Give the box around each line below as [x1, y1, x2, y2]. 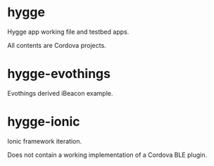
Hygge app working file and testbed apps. [7, 27, 130, 36]
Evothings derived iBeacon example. [7, 89, 113, 97]
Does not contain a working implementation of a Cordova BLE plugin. [7, 151, 208, 159]
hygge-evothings [7, 66, 111, 82]
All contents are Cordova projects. [7, 41, 107, 49]
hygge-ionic [7, 114, 80, 130]
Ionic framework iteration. [7, 136, 82, 145]
